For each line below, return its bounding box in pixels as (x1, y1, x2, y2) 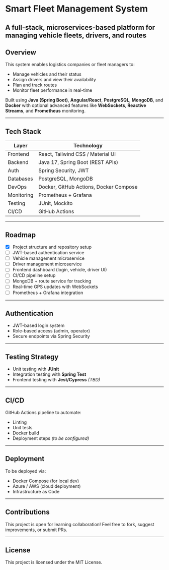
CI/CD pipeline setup (12, 272, 56, 278)
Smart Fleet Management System (5, 3, 148, 15)
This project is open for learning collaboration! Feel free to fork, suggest (5, 521, 154, 527)
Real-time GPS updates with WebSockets (12, 283, 98, 290)
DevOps (8, 184, 27, 191)
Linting (12, 419, 27, 425)
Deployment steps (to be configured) (12, 435, 90, 441)
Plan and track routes (12, 82, 57, 88)
